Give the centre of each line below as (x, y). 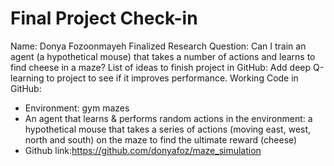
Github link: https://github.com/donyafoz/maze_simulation (143, 150)
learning (27, 78)
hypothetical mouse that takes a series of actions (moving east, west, (168, 129)
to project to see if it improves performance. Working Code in (172, 78)
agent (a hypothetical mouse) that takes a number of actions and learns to (163, 56)
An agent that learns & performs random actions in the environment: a (168, 118)
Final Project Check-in (104, 18)
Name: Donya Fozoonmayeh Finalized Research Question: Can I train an (158, 46)
